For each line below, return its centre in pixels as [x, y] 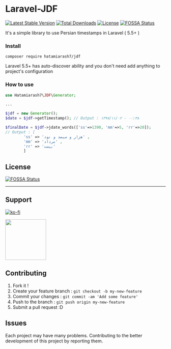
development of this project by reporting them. [54, 341]
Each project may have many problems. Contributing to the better [74, 335]
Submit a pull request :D [38, 307]
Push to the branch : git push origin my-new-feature [69, 302]
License [18, 167]
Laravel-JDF [32, 9]
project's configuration [29, 71]
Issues [16, 323]
